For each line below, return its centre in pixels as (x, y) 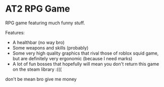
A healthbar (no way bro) (38, 42)
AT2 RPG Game (38, 9)
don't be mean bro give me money (41, 79)
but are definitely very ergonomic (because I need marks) (72, 58)
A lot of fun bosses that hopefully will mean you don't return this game (86, 64)
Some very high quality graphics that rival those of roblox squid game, (86, 53)
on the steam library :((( (37, 69)
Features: (15, 32)
